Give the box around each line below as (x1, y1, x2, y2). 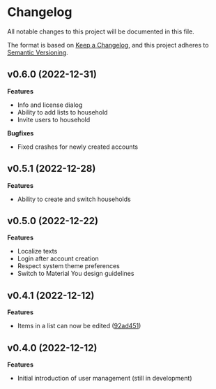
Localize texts (17, 247, 58, 256)
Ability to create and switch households (17, 195, 131, 203)
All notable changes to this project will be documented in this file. (7, 27, 195, 36)
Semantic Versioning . (7, 48, 68, 57)
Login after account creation (17, 254, 99, 263)
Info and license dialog (17, 101, 83, 109)
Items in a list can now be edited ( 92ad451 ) (17, 322, 141, 330)
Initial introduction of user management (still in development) (17, 374, 192, 382)
